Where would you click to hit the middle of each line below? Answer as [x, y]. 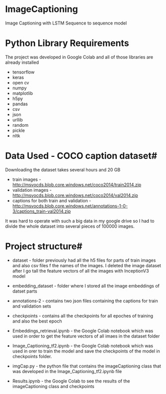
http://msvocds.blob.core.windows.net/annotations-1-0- [70, 206]
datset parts [25, 291]
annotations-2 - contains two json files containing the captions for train [85, 301]
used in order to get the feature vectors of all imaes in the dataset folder [86, 336]
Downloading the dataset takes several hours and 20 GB [63, 170]
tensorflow [23, 72]
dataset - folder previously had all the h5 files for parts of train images [84, 260]
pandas [20, 104]
